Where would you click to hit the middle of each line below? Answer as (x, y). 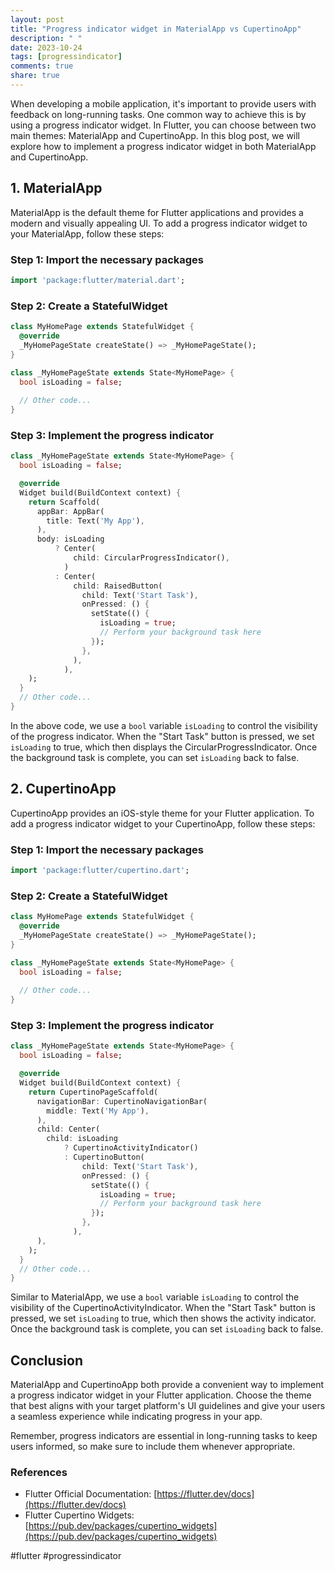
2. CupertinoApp (63, 789)
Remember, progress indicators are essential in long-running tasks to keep (164, 1436)
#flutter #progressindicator (66, 1556)
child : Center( (68, 1129)
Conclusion (47, 1360)
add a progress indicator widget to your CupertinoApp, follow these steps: (163, 823)
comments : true (42, 66)
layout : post (37, 19)
